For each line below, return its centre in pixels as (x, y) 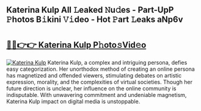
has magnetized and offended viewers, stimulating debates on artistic (94, 75)
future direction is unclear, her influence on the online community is (91, 88)
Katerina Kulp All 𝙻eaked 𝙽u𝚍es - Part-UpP (90, 10)
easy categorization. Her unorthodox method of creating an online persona (101, 69)
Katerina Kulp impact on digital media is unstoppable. (73, 101)
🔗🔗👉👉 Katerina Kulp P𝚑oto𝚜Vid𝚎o (76, 45)
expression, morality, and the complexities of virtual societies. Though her (99, 82)
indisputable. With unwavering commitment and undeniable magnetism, (97, 95)
